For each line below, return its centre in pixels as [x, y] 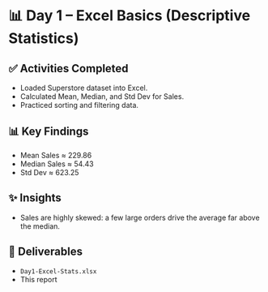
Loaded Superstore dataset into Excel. [84, 88]
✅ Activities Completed [68, 69]
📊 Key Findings [49, 132]
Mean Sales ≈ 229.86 [56, 155]
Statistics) [44, 39]
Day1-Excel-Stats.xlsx [58, 272]
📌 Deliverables [46, 252]
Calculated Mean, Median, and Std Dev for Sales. [102, 97]
